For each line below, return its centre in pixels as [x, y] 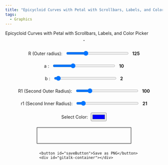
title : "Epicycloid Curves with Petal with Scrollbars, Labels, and [78, 10]
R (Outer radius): [45, 53]
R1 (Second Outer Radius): [45, 91]
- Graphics [21, 19]
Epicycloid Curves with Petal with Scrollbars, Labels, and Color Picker [77, 33]
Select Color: [75, 117]
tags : [11, 14]
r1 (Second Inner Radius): [47, 103]
